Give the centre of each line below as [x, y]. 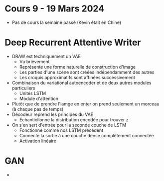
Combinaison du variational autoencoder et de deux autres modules [82, 83]
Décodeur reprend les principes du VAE [52, 114]
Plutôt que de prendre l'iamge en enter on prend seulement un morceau [85, 104]
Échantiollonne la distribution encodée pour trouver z [74, 119]
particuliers [23, 88]
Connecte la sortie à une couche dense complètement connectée [86, 135]
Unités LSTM [33, 93]
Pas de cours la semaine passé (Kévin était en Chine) [67, 22]
